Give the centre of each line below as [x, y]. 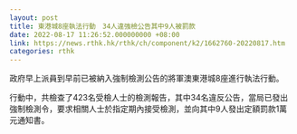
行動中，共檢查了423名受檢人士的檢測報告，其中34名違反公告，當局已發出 [148, 98]
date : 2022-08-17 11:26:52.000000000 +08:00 [95, 34]
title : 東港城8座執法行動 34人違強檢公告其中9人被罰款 [103, 26]
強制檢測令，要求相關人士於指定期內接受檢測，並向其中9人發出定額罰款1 [144, 109]
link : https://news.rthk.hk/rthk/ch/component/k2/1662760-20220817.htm [147, 43]
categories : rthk [42, 52]
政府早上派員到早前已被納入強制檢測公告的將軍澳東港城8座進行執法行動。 [147, 79]
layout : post [34, 18]
